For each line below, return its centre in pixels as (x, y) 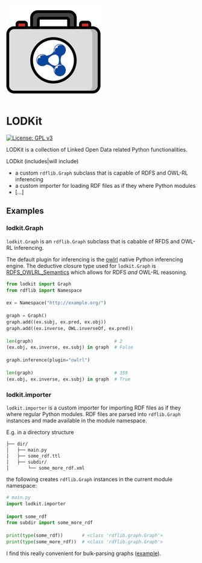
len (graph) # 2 (64, 341)
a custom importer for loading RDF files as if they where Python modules (105, 185)
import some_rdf (27, 517)
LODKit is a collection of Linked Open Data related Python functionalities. (97, 149)
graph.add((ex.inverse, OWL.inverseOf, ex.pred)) (70, 328)
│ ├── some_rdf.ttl (33, 456)
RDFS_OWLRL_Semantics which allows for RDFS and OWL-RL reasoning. (97, 272)
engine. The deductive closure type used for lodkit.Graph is (81, 266)
